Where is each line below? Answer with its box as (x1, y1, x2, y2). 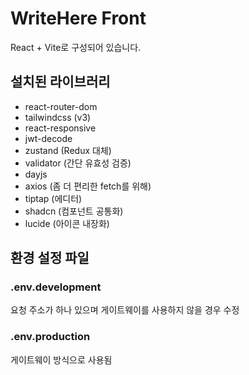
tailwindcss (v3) (24, 111, 92, 123)
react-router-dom (24, 100, 98, 112)
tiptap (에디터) (24, 192, 83, 204)
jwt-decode (24, 132, 73, 144)
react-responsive (24, 122, 97, 134)
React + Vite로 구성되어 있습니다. (10, 41, 142, 53)
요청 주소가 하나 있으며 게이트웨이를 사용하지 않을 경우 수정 (10, 304, 240, 316)
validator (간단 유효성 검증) (24, 157, 132, 169)
